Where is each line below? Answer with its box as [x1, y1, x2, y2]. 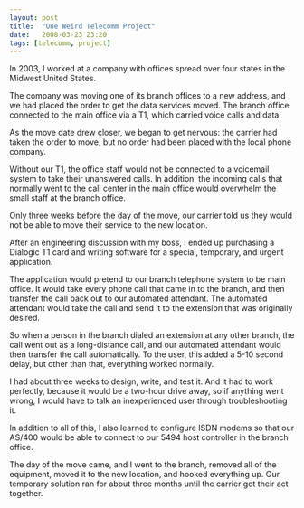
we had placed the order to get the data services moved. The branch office [9, 100, 290, 111]
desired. [9, 313, 41, 324]
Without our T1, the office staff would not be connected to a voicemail [9, 164, 270, 174]
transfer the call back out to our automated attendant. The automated [9, 293, 268, 304]
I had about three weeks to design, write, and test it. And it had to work [9, 376, 274, 387]
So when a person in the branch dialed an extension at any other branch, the [9, 330, 295, 341]
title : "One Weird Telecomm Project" [9, 22, 156, 31]
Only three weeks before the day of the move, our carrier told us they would [9, 210, 292, 221]
